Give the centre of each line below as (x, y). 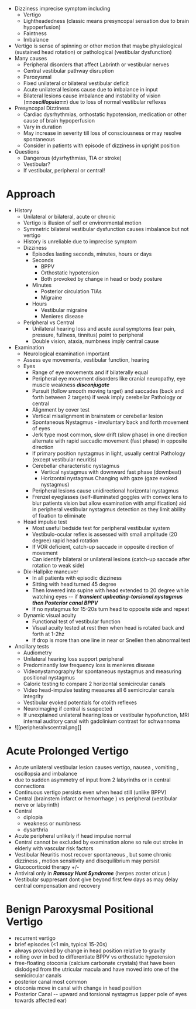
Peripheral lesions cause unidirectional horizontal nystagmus (105, 490)
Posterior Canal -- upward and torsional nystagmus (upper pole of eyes (101, 994)
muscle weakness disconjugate (71, 385)
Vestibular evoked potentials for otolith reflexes (80, 702)
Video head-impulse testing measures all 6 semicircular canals (99, 690)
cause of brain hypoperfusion (59, 120)
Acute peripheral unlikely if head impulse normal (73, 835)
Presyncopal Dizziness (42, 108)
